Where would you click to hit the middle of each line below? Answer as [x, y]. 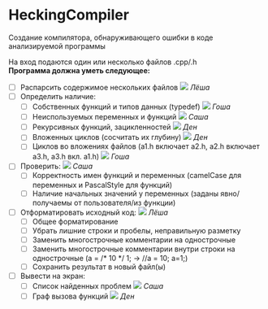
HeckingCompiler [69, 15]
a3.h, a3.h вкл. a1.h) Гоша [81, 157]
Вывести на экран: [52, 276]
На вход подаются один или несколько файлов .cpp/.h [103, 62]
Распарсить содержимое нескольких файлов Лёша [115, 87]
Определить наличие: [58, 96]
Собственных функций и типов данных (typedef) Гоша [132, 107]
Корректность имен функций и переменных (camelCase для [137, 176]
